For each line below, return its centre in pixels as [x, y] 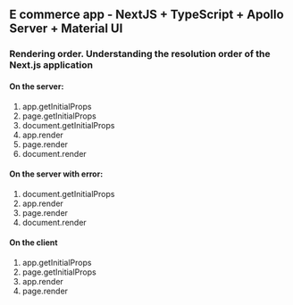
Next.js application [51, 65]
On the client [33, 243]
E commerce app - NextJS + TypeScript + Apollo [146, 15]
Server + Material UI [66, 29]
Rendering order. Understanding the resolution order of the [140, 54]
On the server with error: [56, 174]
